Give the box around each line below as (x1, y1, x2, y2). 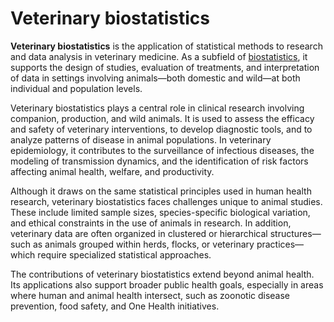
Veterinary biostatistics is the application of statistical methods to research (10, 40, 323, 52)
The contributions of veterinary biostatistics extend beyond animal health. (10, 268, 315, 280)
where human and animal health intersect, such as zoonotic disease (10, 289, 291, 301)
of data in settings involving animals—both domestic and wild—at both (10, 72, 301, 84)
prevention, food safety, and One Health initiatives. (10, 300, 220, 312)
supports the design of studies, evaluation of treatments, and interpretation (10, 61, 320, 73)
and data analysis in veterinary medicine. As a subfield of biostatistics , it (10, 50, 308, 62)
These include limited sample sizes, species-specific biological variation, (10, 206, 311, 218)
